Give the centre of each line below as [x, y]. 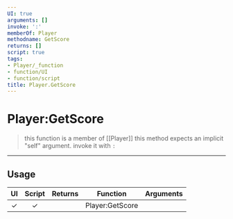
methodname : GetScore [38, 40]
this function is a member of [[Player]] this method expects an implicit [124, 138]
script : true [26, 53]
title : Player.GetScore [42, 85]
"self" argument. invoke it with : [70, 146]
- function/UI [28, 72]
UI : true [20, 14]
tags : [15, 59]
